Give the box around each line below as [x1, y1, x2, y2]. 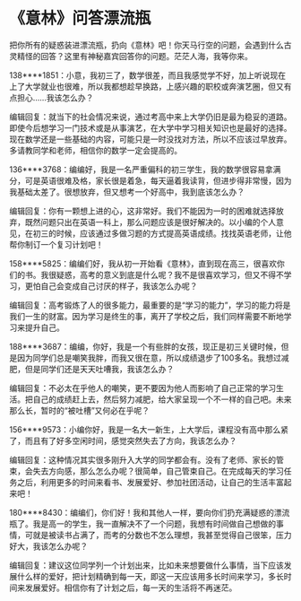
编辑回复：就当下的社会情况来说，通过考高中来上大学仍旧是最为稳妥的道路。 [9, 111, 292, 122]
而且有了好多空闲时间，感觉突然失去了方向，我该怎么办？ [24, 435, 237, 446]
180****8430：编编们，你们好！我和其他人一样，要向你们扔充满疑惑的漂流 [9, 507, 290, 518]
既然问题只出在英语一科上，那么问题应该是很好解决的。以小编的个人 [24, 216, 276, 227]
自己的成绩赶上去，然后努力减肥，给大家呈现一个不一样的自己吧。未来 [32, 394, 292, 405]
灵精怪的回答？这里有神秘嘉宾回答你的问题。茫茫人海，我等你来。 [9, 50, 253, 61]
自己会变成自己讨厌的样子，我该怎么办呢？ [39, 280, 198, 292]
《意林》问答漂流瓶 [9, 8, 151, 29]
